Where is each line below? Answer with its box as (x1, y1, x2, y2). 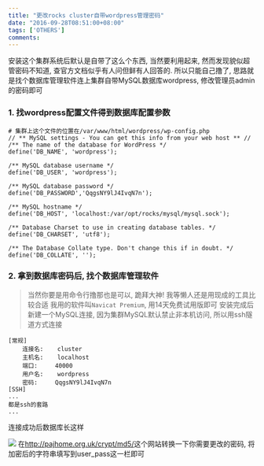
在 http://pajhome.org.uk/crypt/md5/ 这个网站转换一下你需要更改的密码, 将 (17, 438, 255, 449)
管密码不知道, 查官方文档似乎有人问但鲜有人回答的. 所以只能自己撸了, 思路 (8, 66, 247, 76)
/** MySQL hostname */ (8, 202, 82, 211)
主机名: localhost (22, 353, 90, 361)
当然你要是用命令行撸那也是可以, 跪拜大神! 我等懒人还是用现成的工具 (27, 290, 249, 299)
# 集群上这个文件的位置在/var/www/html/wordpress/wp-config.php (8, 127, 210, 135)
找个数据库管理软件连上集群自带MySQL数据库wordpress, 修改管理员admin (14, 76, 255, 85)
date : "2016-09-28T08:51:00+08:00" (8, 19, 125, 27)
